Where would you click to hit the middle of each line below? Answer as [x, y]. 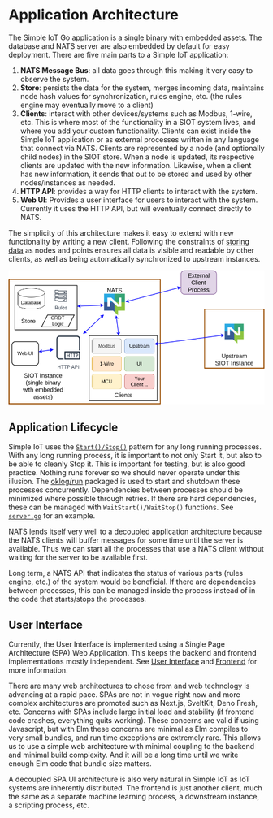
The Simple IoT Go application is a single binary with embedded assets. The [135, 37]
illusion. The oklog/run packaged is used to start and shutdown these [124, 482]
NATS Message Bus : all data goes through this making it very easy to [136, 70]
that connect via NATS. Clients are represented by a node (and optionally [143, 148]
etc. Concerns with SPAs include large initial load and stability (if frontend [131, 712]
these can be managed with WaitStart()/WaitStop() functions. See [121, 507]
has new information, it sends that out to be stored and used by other [136, 174]
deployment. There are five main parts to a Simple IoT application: [119, 54]
